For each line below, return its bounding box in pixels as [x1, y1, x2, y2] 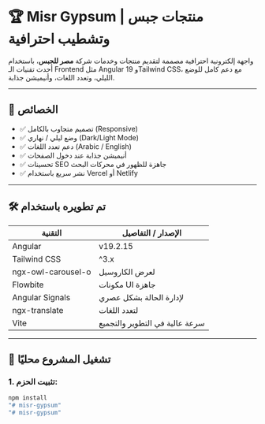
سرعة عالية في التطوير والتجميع [98, 318, 205, 329]
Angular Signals [12, 292, 71, 303]
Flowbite [12, 279, 44, 290]
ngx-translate [12, 304, 64, 315]
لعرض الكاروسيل [98, 266, 155, 277]
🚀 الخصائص [8, 103, 58, 117]
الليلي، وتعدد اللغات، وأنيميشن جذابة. [8, 73, 115, 82]
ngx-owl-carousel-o [12, 266, 91, 277]
